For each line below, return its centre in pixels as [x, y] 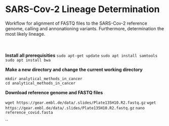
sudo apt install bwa [28, 60]
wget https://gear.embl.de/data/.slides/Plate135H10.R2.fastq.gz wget [81, 103]
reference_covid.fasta [29, 112]
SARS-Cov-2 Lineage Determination [82, 9]
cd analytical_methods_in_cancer [40, 83]
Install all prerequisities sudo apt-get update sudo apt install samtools [81, 55]
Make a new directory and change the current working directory [74, 70]
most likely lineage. [25, 34]
